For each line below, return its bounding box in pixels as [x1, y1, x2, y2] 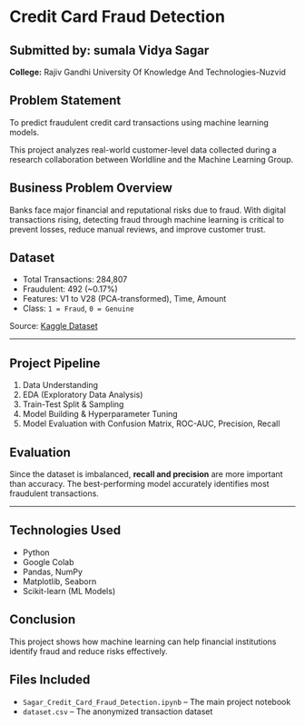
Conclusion [9, 612, 76, 628]
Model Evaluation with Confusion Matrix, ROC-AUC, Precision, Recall [22, 418, 280, 429]
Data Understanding [22, 380, 98, 391]
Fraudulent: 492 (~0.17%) [22, 283, 118, 294]
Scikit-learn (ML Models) [22, 585, 116, 596]
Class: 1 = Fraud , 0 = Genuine [22, 303, 134, 314]
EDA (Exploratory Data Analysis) [22, 389, 143, 401]
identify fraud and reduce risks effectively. [9, 645, 168, 656]
